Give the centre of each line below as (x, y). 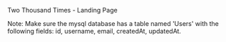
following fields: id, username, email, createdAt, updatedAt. (94, 31)
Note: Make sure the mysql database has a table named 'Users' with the (113, 23)
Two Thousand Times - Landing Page (62, 10)
